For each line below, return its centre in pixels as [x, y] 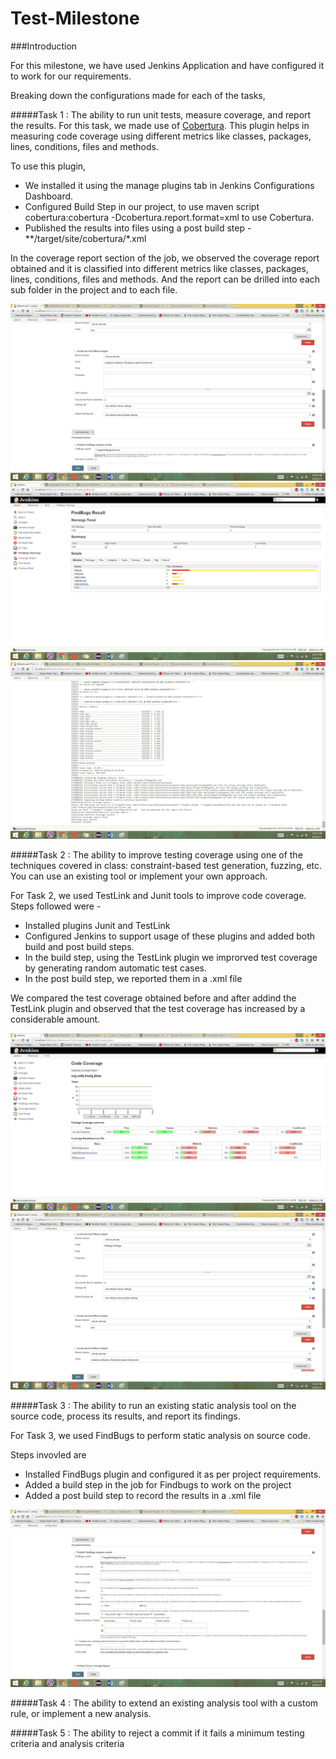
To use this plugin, [48, 166]
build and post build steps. [79, 947]
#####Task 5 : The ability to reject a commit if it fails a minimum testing [157, 1733]
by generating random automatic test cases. [116, 968]
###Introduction [44, 46]
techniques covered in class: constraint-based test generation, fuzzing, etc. [166, 866]
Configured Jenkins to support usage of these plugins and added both [170, 936]
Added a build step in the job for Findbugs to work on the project [158, 1485]
